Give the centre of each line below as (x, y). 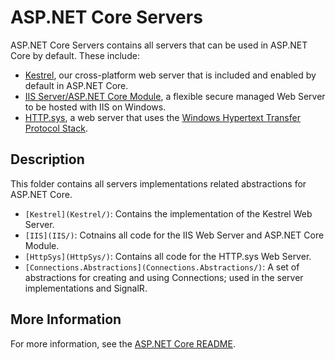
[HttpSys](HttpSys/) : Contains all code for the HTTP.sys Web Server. (168, 256)
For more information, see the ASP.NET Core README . (123, 343)
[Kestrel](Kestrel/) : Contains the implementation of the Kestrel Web (168, 213)
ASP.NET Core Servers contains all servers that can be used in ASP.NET (159, 45)
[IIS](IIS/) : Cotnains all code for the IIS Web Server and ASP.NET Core (174, 235)
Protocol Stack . (56, 128)
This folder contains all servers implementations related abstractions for (158, 183)
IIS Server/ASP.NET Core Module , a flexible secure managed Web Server (175, 96)
